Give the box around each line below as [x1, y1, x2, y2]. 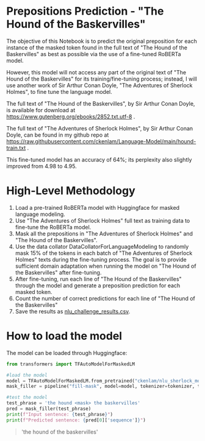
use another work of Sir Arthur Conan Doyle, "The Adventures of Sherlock [6, 81, 193, 89]
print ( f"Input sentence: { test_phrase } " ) [6, 411, 113, 417]
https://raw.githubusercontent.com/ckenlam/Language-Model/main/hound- [6, 137, 196, 145]
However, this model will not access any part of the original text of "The [6, 68, 187, 76]
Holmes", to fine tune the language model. [6, 88, 113, 95]
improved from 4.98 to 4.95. [6, 162, 77, 170]
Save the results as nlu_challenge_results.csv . [15, 307, 131, 315]
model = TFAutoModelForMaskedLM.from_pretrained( [6, 378, 135, 384]
